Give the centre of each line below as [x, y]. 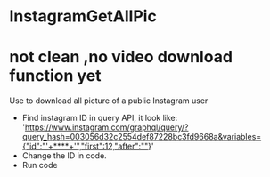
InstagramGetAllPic [83, 16]
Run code [40, 165]
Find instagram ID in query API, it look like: [100, 118]
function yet [55, 76]
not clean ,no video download [121, 57]
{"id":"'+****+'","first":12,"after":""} [87, 146]
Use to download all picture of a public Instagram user [109, 101]
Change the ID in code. [64, 156]
